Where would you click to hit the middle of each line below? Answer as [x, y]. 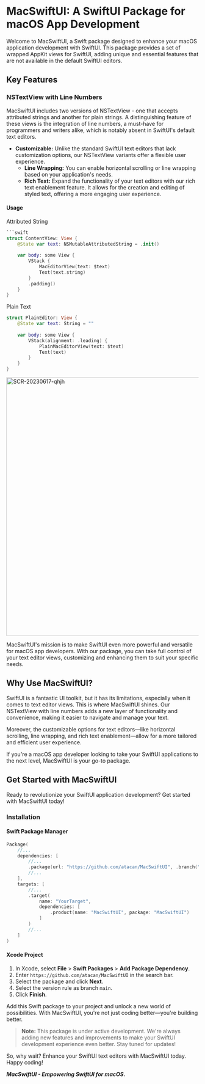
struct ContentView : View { [42, 238]
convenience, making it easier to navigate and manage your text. [88, 717]
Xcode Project [25, 955]
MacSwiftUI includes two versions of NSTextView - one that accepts [92, 111]
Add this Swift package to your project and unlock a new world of [89, 1006]
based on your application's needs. [68, 174]
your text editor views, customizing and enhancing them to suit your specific [103, 657]
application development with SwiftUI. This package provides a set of [94, 48]
